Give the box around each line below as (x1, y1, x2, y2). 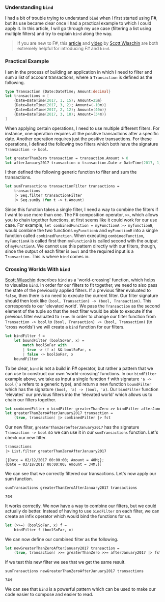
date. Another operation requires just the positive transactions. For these (5, 136, 152, 142)
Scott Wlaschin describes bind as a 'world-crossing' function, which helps (5, 277, 156, 283)
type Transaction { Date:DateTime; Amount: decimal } (5, 89, 111, 94)
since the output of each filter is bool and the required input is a (5, 248, 134, 254)
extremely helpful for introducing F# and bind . (17, 46, 110, 52)
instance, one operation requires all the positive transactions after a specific (5, 130, 159, 136)
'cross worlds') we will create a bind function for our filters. (5, 324, 125, 330)
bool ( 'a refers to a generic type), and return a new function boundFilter (5, 381, 152, 387)
